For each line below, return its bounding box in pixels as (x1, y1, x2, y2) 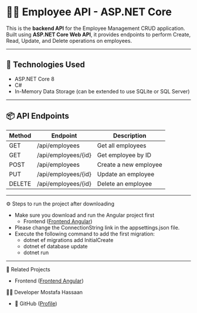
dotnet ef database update (23, 243, 88, 250)
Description (113, 132, 147, 140)
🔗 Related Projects (6, 265, 51, 272)
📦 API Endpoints (6, 111, 69, 121)
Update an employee (97, 170, 154, 178)
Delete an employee (97, 179, 152, 187)
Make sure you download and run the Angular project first (14, 211, 155, 218)
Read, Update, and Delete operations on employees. (6, 37, 133, 44)
